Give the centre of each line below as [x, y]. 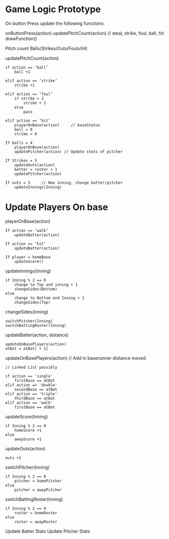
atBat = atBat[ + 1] [27, 349]
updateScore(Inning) [27, 416]
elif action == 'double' [31, 385]
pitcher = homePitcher [38, 481]
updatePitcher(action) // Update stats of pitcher [69, 151]
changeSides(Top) [33, 302]
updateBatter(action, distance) [37, 335]
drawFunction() [21, 38]
